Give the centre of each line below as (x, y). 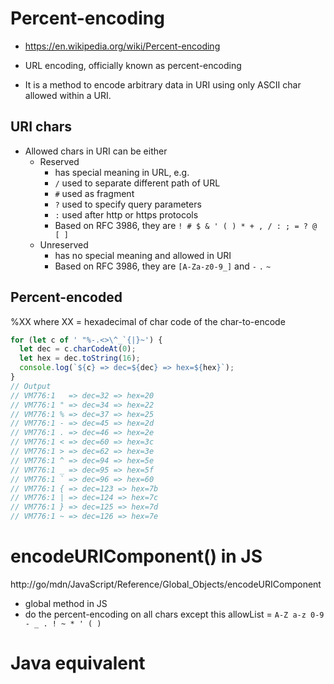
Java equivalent (78, 663)
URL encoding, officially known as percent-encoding (133, 65)
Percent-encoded (66, 297)
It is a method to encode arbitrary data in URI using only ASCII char (163, 84)
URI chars (41, 127)
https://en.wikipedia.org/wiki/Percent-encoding (122, 46)
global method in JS (66, 603)
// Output (31, 386)
